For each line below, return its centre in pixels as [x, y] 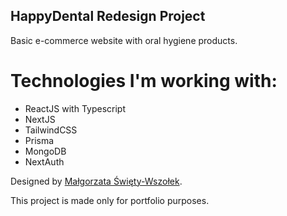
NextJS [40, 119]
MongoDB [45, 151]
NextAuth [44, 161]
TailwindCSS [51, 130]
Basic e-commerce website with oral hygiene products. [124, 40]
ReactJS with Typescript [75, 108]
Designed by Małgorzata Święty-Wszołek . [96, 181]
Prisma [39, 140]
